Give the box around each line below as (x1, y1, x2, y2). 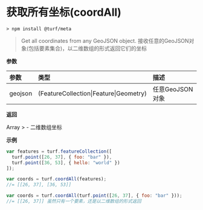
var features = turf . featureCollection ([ (6, 148, 112, 154)
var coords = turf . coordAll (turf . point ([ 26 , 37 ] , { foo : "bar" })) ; (6, 192, 182, 199)
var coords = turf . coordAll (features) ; (6, 176, 107, 182)
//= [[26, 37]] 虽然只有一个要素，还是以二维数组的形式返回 (6, 199, 142, 205)
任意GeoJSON (152, 85, 193, 94)
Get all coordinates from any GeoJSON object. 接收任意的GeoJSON (21, 37, 189, 44)
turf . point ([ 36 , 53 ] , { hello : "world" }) (11, 159, 120, 166)
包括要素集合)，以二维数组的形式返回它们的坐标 (28, 45, 147, 52)
